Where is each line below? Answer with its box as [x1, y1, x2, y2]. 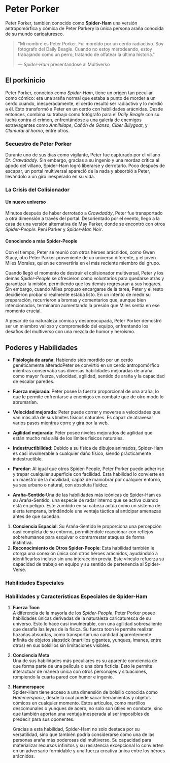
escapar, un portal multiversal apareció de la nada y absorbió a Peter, [5, 168, 151, 174]
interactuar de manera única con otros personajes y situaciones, [12, 668, 148, 675]
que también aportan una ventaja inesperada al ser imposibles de [12, 711, 150, 717]
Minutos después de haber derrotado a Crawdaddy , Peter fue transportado [5, 210, 163, 216]
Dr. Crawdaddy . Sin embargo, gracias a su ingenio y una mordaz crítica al [5, 157, 160, 163]
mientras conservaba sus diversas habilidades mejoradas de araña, [12, 368, 154, 374]
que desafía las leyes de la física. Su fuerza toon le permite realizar [12, 626, 153, 632]
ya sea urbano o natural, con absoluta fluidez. [12, 482, 109, 488]
